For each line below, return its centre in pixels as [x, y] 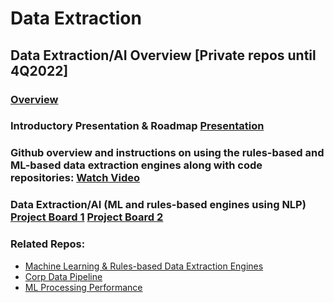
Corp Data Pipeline [63, 276]
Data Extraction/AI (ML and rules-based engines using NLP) [158, 205]
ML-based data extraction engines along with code [136, 165]
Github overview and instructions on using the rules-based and [167, 153]
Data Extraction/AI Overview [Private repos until [163, 55]
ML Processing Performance [83, 287]
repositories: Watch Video [75, 178]
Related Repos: [48, 244]
